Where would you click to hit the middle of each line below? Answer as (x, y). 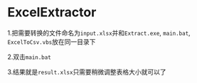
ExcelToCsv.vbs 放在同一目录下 (52, 41)
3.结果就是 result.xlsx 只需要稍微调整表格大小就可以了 (87, 72)
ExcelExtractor (52, 12)
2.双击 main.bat (29, 57)
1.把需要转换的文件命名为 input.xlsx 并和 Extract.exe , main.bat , (99, 33)
